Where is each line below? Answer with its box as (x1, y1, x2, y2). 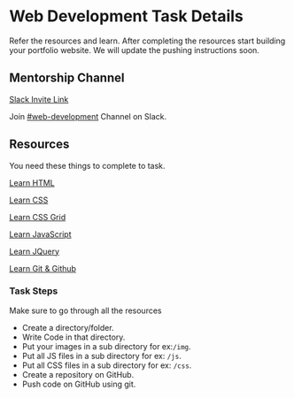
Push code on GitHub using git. (21, 379, 136, 389)
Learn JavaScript (9, 228, 73, 240)
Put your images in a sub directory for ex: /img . (21, 341, 192, 351)
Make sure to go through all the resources (9, 305, 162, 316)
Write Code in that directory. (21, 332, 126, 342)
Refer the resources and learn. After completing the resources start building (9, 35, 286, 46)
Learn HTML (9, 177, 55, 188)
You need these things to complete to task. (9, 160, 166, 171)
